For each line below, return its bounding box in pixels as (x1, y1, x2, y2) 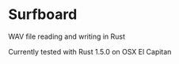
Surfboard (8, 6, 78, 24)
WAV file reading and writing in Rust (8, 32, 125, 41)
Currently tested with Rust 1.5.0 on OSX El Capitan (8, 47, 172, 56)
